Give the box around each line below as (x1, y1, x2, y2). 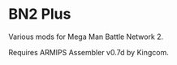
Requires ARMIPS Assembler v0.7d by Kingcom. (8, 47, 169, 57)
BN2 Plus (8, 5, 71, 24)
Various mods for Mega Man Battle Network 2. (8, 32, 164, 41)
